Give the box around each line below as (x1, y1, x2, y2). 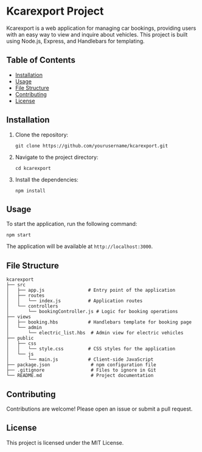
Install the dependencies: (15, 175, 79, 183)
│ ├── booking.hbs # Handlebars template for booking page (6, 319, 192, 325)
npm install (15, 188, 46, 194)
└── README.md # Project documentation (6, 373, 154, 379)
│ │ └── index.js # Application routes (6, 298, 143, 304)
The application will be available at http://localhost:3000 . (6, 242, 153, 250)
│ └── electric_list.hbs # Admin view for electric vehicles (6, 330, 184, 336)
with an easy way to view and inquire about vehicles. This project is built (6, 30, 188, 38)
